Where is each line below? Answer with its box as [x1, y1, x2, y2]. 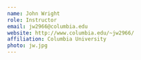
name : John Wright [7, 10, 60, 17]
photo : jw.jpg [7, 42, 48, 49]
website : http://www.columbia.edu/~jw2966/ [7, 29, 135, 37]
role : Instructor [7, 17, 57, 23]
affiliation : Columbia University [7, 36, 107, 43]
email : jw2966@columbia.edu [7, 23, 88, 30]
